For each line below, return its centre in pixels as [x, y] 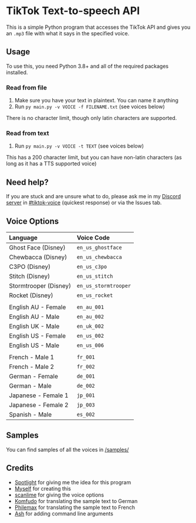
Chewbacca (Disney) [38, 257]
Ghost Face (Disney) [37, 247]
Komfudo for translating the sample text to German [76, 501]
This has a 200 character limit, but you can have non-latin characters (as [94, 158]
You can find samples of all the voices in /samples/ [67, 449]
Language [23, 238]
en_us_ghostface [99, 247]
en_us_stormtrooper [104, 286]
